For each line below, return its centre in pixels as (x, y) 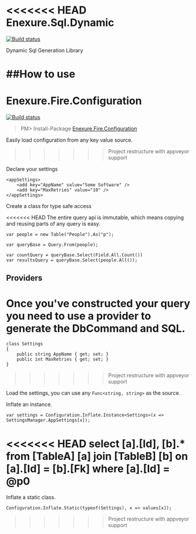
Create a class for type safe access (49, 206)
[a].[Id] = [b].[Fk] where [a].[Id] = (88, 468)
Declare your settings (32, 169)
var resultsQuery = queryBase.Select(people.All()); (72, 260)
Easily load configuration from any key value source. (70, 140)
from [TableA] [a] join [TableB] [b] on (97, 456)
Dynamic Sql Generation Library (45, 50)
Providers (24, 278)
